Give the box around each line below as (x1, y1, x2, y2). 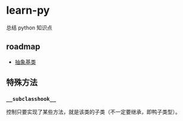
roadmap (6, 42, 40, 52)
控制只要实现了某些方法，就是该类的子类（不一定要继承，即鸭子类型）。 (6, 108, 181, 116)
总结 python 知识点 (6, 24, 52, 31)
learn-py (6, 4, 50, 17)
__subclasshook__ (6, 96, 56, 103)
